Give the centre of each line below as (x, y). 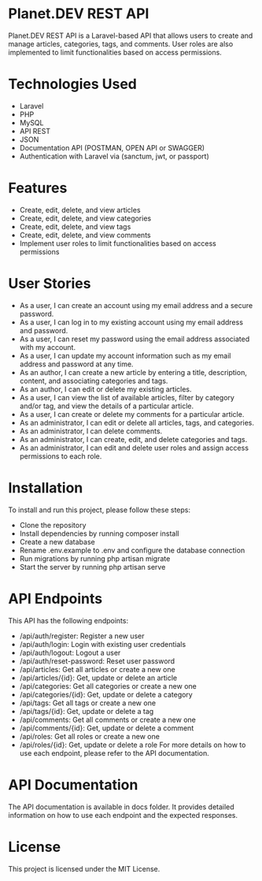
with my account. (48, 347)
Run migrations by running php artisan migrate (95, 558)
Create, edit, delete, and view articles (80, 210)
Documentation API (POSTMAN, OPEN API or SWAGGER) (112, 147)
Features (38, 188)
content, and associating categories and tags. (94, 381)
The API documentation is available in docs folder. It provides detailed (121, 807)
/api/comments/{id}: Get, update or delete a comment (107, 728)
